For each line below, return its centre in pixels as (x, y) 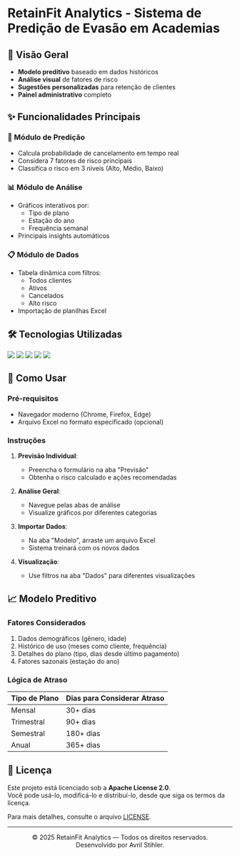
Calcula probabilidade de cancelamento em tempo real (98, 153)
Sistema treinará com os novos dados (84, 548)
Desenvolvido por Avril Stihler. (120, 845)
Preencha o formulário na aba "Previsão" (89, 470)
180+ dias (83, 734)
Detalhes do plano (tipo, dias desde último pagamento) (99, 653)
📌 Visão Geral (38, 55)
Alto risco (42, 303)
